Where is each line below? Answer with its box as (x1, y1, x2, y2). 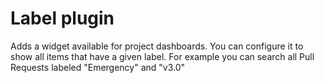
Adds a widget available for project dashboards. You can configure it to (10, 40, 304, 52)
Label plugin (10, 7, 115, 30)
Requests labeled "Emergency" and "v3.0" (10, 61, 186, 73)
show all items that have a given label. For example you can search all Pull (10, 50, 315, 62)
